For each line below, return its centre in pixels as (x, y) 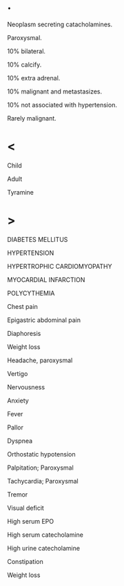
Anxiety (18, 400)
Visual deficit (26, 508)
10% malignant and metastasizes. (54, 91)
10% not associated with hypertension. (62, 105)
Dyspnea (20, 441)
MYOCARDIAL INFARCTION (46, 279)
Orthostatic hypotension (41, 454)
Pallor (15, 427)
